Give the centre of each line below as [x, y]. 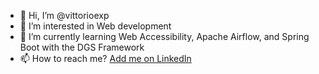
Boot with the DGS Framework [82, 47]
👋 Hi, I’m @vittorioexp [64, 15]
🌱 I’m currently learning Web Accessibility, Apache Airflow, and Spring [164, 36]
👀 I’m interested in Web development [95, 26]
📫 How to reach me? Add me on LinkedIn [105, 58]
